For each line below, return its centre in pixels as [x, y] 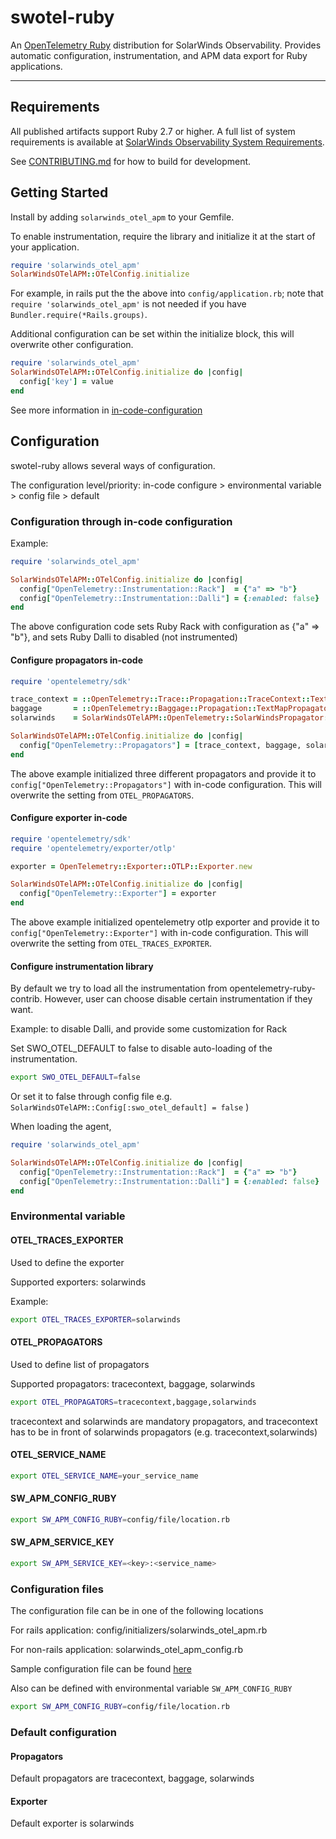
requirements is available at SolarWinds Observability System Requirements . [167, 142]
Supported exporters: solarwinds [78, 1282]
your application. [45, 247]
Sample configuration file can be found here [101, 1669]
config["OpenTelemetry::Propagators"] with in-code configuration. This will [166, 784]
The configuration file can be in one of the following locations [137, 1611]
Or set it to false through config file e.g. [91, 1097]
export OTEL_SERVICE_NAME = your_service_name [104, 1476]
